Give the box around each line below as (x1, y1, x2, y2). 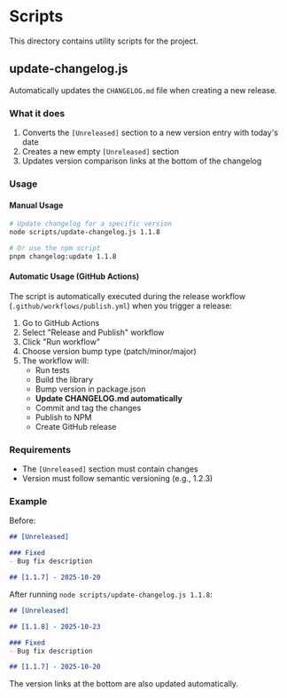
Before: (9, 515, 36, 526)
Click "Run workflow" (21, 336, 100, 347)
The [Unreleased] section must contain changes (21, 464, 198, 474)
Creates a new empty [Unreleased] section (21, 147, 180, 157)
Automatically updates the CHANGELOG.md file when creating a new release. (9, 84, 277, 95)
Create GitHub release (35, 421, 117, 432)
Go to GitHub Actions (21, 317, 100, 328)
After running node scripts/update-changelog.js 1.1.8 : (9, 589, 213, 599)
